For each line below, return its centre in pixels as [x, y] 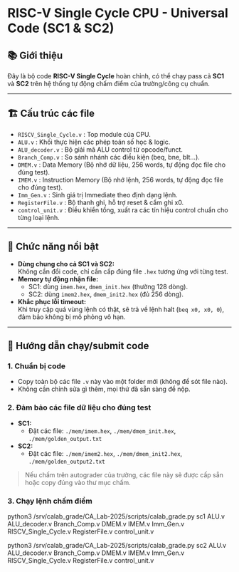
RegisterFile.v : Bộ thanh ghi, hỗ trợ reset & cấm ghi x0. [101, 202]
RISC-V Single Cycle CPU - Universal [118, 13]
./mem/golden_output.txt [65, 439]
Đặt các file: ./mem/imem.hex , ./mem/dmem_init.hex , [102, 431]
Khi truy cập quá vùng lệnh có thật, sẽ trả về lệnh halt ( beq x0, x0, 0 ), [121, 309]
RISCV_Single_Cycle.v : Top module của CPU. [84, 134]
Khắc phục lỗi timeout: [52, 301]
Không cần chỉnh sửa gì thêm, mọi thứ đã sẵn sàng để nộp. [104, 389]
